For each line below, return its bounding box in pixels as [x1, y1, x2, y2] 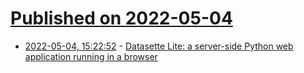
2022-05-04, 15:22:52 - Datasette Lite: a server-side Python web [24, 40, 294, 52]
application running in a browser [24, 50, 158, 62]
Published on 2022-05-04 [10, 7, 233, 30]
